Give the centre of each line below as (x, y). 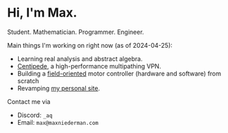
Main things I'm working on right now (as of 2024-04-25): (90, 45)
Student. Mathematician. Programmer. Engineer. (76, 32)
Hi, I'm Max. (42, 13)
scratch (28, 80)
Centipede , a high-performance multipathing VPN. (89, 66)
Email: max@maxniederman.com (58, 122)
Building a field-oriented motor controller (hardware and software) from (119, 73)
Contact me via (29, 101)
